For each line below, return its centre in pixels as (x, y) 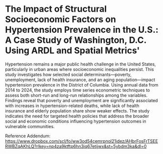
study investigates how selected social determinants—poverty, (68, 74)
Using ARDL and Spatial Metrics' (72, 51)
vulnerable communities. (30, 126)
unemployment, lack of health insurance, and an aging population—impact (80, 80)
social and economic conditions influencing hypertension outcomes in (76, 121)
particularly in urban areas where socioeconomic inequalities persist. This (80, 69)
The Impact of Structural (56, 9)
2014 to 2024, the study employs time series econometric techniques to (78, 90)
